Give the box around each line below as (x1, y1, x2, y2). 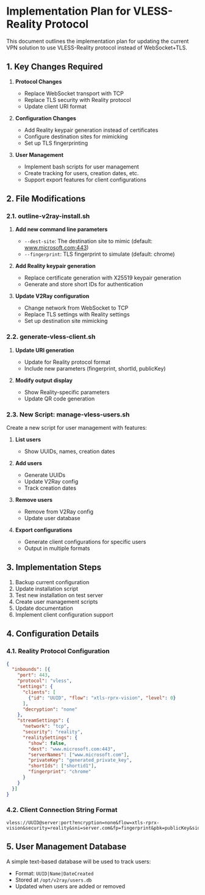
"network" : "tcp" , (22, 723, 70, 730)
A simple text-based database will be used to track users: (6, 858, 151, 865)
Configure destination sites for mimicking (24, 132, 128, 140)
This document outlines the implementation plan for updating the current (6, 37, 189, 45)
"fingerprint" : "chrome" (28, 769, 92, 775)
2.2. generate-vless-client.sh (6, 333, 96, 341)
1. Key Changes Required (6, 62, 103, 72)
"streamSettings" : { (17, 717, 70, 724)
